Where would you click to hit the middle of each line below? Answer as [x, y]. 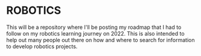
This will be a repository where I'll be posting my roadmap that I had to [94, 27]
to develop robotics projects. [42, 46]
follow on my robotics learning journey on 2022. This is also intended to [96, 33]
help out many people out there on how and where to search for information [101, 40]
